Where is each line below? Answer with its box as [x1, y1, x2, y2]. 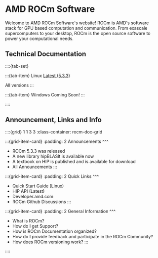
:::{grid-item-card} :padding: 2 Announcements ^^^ [5, 138, 109, 144]
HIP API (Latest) [12, 188, 45, 194]
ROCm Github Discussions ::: [12, 199, 71, 205]
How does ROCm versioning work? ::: [12, 239, 88, 245]
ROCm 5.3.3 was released [12, 148, 65, 154]
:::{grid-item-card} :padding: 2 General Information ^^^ [5, 208, 116, 214]
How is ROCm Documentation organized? [12, 228, 97, 234]
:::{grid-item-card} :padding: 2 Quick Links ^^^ [5, 173, 99, 179]
